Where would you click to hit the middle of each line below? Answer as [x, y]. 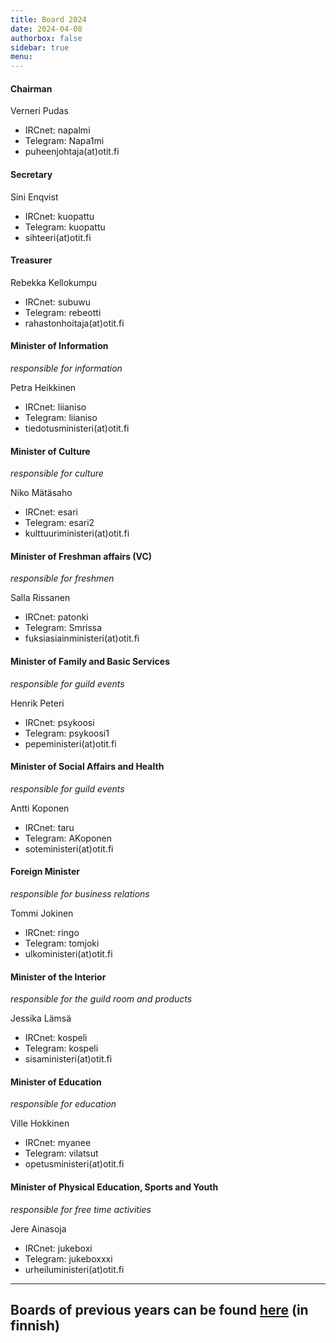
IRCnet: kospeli [56, 1038]
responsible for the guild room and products [101, 999]
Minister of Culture [50, 451]
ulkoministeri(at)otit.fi [68, 953]
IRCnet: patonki [56, 617]
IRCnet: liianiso [55, 407]
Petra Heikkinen [43, 387]
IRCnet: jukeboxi [58, 1248]
